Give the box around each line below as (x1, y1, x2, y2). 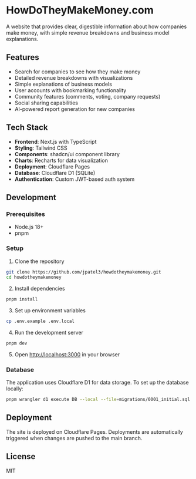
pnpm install (6, 296, 38, 302)
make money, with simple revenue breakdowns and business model (6, 29, 170, 36)
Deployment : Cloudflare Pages (14, 163, 90, 170)
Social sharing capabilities (14, 99, 78, 106)
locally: (6, 385, 23, 392)
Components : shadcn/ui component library (14, 150, 120, 157)
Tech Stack (6, 123, 48, 133)
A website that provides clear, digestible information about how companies (6, 23, 187, 30)
